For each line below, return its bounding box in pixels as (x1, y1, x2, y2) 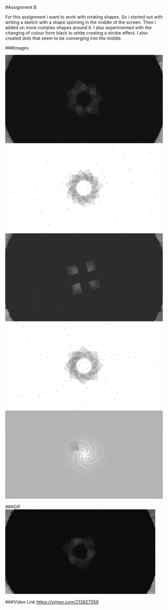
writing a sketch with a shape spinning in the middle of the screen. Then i (5, 20, 156, 25)
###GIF (5, 504, 21, 510)
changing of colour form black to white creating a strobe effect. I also (5, 30, 148, 36)
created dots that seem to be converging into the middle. (5, 35, 122, 41)
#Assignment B (5, 5, 36, 10)
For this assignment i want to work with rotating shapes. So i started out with (5, 14, 163, 20)
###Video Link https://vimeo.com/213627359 (5, 599, 99, 605)
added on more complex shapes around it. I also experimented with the (5, 25, 152, 31)
